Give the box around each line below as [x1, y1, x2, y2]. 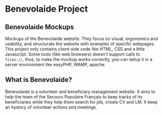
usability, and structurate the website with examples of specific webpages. [5, 41, 155, 47]
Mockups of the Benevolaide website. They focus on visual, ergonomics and [5, 36, 158, 41]
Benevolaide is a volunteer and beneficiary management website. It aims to [5, 89, 156, 95]
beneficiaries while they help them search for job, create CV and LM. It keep [5, 99, 158, 105]
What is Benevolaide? [5, 76, 72, 84]
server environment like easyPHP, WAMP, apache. [5, 62, 106, 67]
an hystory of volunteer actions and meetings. [5, 104, 97, 110]
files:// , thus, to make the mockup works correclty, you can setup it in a [5, 57, 152, 62]
